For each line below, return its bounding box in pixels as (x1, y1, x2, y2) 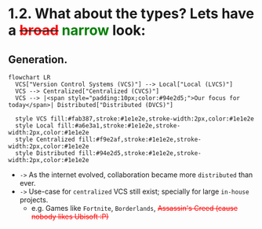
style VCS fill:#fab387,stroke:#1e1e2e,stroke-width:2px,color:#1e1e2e (15, 115, 255, 123)
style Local (15, 122, 55, 130)
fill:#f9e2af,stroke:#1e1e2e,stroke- (78, 135, 202, 143)
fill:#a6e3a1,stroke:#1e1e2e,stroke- (57, 122, 180, 130)
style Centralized (15, 135, 76, 143)
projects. (19, 195, 49, 205)
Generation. (8, 53, 68, 66)
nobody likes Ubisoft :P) (31, 212, 109, 221)
